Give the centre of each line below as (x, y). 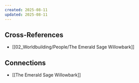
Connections (25, 63)
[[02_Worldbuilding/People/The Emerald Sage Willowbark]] (73, 47)
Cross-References (34, 35)
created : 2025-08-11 (26, 10)
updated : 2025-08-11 (26, 15)
